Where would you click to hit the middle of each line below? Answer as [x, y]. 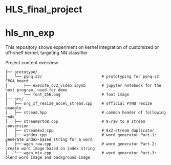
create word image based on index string [50, 149]
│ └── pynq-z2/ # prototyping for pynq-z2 [82, 77]
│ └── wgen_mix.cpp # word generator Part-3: [81, 153]
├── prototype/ [22, 72]
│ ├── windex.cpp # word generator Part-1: [81, 135]
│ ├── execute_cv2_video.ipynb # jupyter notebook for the [83, 86]
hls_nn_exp [30, 33]
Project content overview [32, 63]
